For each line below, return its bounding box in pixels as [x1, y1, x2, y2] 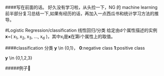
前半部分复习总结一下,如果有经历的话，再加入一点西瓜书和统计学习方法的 [5, 10, 155, 16]
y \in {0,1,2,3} [5, 55, 32, 61]
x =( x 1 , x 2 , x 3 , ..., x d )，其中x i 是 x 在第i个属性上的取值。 [5, 34, 116, 41]
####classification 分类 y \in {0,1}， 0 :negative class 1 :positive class [5, 45, 145, 51]
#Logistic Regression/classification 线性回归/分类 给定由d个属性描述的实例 [5, 27, 158, 33]
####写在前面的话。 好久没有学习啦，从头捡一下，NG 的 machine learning [5, 4, 158, 10]
